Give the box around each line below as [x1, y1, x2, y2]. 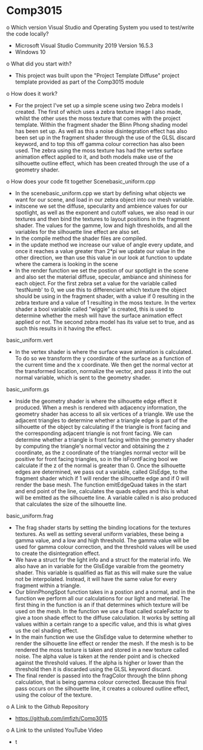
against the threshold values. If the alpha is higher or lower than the [15, 659, 184, 666]
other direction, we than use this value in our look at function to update [15, 254, 192, 261]
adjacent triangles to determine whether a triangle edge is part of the [15, 416, 188, 424]
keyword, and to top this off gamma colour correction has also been [15, 140, 185, 147]
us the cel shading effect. [15, 626, 79, 634]
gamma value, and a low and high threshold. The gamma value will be [15, 537, 190, 544]
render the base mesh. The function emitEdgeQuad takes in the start [15, 481, 187, 488]
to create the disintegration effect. [15, 549, 101, 557]
